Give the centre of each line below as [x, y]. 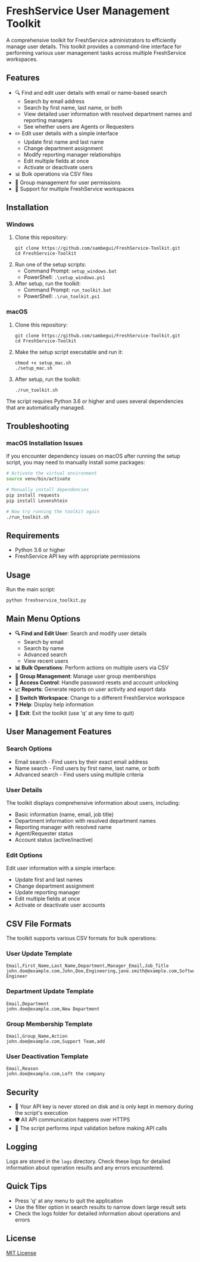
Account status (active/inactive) [54, 839]
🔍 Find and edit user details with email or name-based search [91, 92]
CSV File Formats [39, 924]
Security [22, 1092]
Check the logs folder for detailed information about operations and [97, 1213]
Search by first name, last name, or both [73, 107]
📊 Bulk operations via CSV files [54, 173]
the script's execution [41, 1113]
